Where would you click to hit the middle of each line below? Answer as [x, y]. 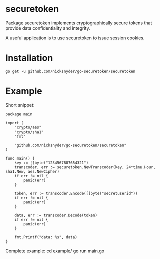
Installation [29, 58]
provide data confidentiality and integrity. [48, 28]
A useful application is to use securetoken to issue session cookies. [75, 38]
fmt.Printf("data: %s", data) [46, 237]
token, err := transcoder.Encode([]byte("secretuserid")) [76, 193]
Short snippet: [20, 105]
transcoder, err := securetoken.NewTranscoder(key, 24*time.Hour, [85, 167]
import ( [14, 123]
